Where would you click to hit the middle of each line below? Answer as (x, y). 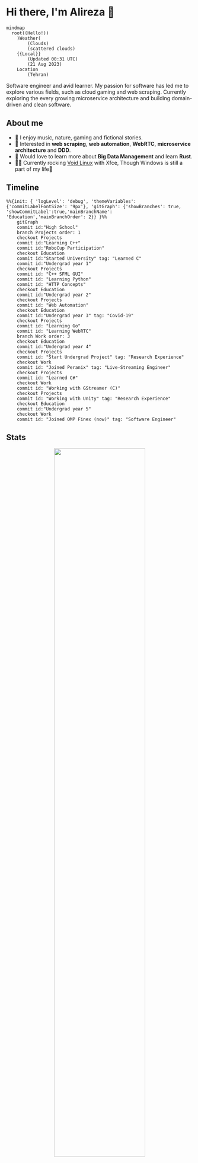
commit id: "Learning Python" (54, 279)
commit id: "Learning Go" (49, 326)
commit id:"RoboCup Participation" (61, 248)
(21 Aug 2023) (45, 64)
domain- (182, 98)
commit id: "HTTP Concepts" (51, 284)
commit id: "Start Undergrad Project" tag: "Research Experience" (100, 357)
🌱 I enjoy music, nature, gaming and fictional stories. (79, 137)
